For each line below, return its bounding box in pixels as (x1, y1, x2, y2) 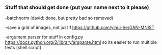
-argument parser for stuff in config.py (5, 34, 83, 40)
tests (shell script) (5, 45, 42, 51)
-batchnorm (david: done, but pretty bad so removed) (5, 15, 114, 21)
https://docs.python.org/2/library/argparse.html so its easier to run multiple (5, 39, 157, 45)
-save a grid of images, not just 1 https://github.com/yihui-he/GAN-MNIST (5, 25, 155, 30)
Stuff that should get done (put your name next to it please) (5, 4, 149, 11)
